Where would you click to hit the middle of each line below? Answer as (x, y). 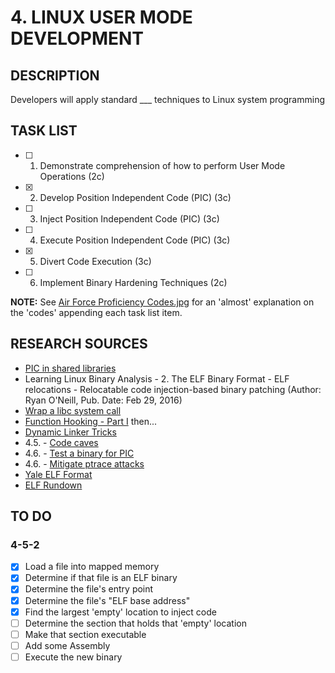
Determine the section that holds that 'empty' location (135, 623)
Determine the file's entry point (89, 589)
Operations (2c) (72, 176)
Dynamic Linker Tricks (70, 432)
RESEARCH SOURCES (79, 344)
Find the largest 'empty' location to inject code (120, 612)
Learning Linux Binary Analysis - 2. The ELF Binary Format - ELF (157, 378)
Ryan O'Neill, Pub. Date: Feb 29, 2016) (103, 400)
